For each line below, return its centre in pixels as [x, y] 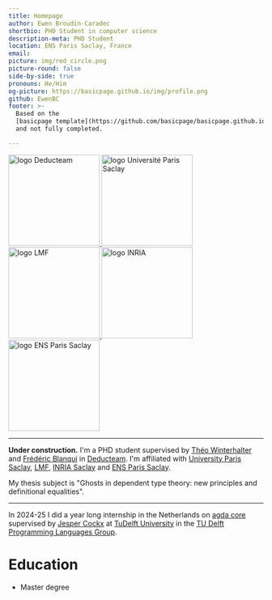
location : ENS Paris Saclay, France [70, 46]
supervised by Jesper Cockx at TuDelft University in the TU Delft [116, 523]
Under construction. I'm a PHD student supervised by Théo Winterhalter [130, 449]
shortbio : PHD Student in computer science [83, 31]
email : [19, 53]
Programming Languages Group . [63, 532]
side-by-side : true [41, 76]
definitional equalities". [47, 491]
